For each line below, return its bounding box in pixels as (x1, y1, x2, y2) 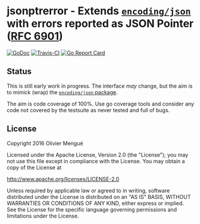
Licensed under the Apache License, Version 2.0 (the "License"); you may (7, 151, 189, 158)
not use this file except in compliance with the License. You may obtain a (7, 157, 185, 164)
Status (7, 67, 32, 77)
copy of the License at (7, 164, 62, 171)
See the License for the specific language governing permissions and (7, 206, 177, 213)
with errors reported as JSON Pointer (7, 17, 194, 30)
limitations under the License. (7, 212, 79, 219)
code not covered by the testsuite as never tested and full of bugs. (7, 106, 170, 114)
